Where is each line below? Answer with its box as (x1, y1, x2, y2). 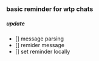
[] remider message (15, 41, 65, 48)
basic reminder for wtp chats (6, 5, 94, 13)
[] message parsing (15, 35, 64, 42)
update (6, 20, 26, 27)
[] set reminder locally (15, 48, 70, 55)
